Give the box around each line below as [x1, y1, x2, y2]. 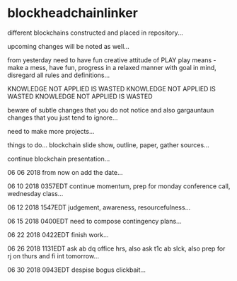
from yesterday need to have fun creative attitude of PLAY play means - [7, 55, 216, 64]
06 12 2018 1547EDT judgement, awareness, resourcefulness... [7, 203, 191, 212]
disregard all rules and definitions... [7, 71, 110, 79]
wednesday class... [7, 189, 64, 197]
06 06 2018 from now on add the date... [7, 168, 123, 176]
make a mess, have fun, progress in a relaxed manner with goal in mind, [7, 63, 217, 71]
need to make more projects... [7, 127, 95, 135]
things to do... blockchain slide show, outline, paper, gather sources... [7, 140, 210, 149]
